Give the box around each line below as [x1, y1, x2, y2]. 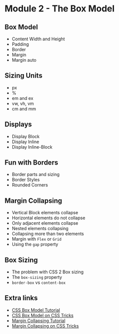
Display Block [11, 133, 40, 139]
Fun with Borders [4, 159, 58, 167]
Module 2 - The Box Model [4, 3, 115, 14]
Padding [11, 41, 29, 47]
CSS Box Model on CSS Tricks [11, 312, 74, 318]
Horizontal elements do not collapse [11, 215, 85, 221]
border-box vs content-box [11, 279, 66, 286]
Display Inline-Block [11, 144, 53, 150]
